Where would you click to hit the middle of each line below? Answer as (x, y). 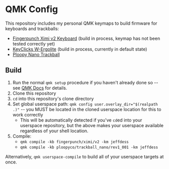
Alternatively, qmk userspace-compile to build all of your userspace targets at (84, 156)
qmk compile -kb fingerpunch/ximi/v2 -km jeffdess (74, 142)
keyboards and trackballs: (32, 28)
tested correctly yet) (34, 43)
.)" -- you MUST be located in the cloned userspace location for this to (87, 109)
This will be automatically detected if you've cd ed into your (81, 120)
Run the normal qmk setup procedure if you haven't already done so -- (85, 82)
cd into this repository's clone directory (53, 98)
